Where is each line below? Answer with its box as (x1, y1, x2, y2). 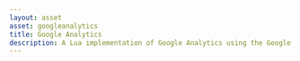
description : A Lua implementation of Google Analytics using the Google (9, 38, 292, 48)
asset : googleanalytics (9, 22, 99, 30)
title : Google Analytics (9, 30, 102, 39)
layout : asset (9, 13, 63, 22)
